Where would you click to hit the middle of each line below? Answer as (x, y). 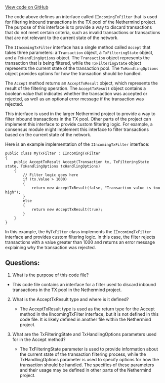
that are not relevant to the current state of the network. (62, 38)
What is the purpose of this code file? (50, 275)
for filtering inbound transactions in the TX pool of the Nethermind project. (81, 22)
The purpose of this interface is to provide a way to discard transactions (79, 27)
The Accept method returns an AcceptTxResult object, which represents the (82, 83)
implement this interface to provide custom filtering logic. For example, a (79, 124)
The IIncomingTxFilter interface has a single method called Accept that (78, 47)
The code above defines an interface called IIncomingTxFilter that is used (81, 17)
